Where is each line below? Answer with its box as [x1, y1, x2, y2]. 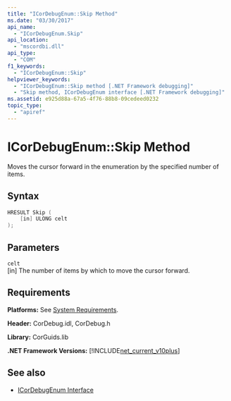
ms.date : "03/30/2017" [7, 17, 74, 24]
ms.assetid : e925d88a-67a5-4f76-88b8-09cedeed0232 [7, 96, 159, 103]
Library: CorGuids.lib [7, 333, 69, 341]
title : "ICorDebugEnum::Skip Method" [7, 10, 118, 18]
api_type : [7, 50, 37, 57]
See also [7, 367, 46, 379]
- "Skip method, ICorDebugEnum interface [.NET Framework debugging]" [13, 89, 225, 96]
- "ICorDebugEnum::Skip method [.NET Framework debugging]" [13, 82, 194, 90]
